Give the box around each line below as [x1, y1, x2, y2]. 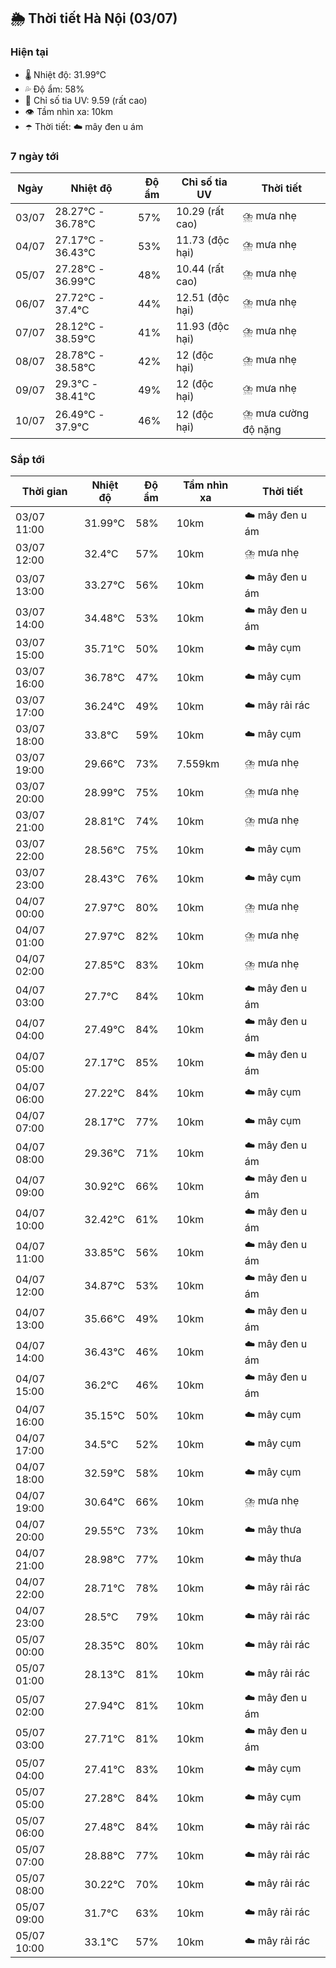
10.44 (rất [175, 261, 225, 275]
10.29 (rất [175, 204, 225, 218]
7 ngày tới [10, 149, 60, 163]
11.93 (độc [175, 319, 230, 333]
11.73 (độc [175, 233, 230, 247]
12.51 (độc [175, 290, 230, 304]
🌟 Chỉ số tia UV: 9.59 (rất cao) [24, 94, 148, 106]
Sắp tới [10, 452, 45, 466]
